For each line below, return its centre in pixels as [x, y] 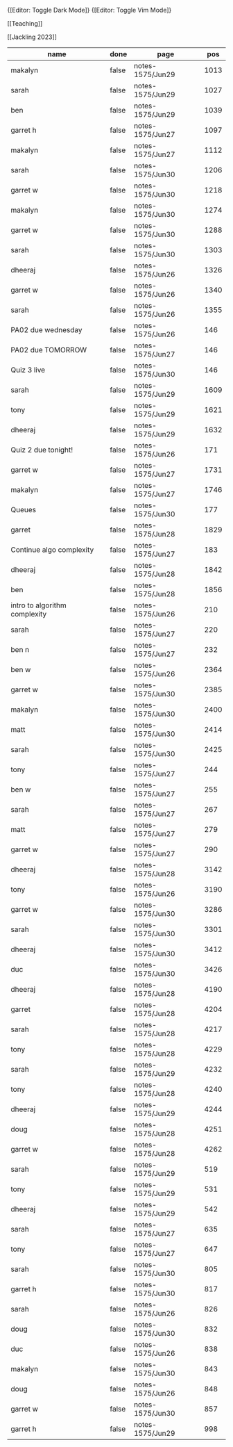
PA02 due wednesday [46, 330]
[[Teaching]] [25, 23]
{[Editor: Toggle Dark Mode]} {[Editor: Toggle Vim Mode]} [89, 10]
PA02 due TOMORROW [49, 350]
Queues [24, 510]
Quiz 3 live [28, 370]
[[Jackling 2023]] [32, 37]
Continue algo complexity [52, 550]
